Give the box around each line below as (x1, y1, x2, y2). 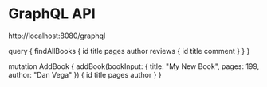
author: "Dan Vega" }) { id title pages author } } (8, 70, 162, 79)
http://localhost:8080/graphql (8, 31, 106, 40)
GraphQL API (8, 5, 96, 23)
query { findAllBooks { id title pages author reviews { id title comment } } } (8, 46, 250, 55)
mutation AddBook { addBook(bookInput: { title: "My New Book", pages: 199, (8, 61, 260, 71)
